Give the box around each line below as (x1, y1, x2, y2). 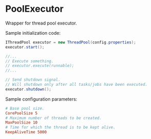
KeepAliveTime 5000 (5, 130, 47, 135)
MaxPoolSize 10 (5, 120, 38, 125)
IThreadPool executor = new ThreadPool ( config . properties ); (5, 39, 137, 45)
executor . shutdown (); (5, 86, 52, 92)
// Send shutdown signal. (5, 77, 60, 82)
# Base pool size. (5, 106, 45, 111)
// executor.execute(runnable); (5, 63, 74, 68)
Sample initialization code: (5, 30, 61, 36)
